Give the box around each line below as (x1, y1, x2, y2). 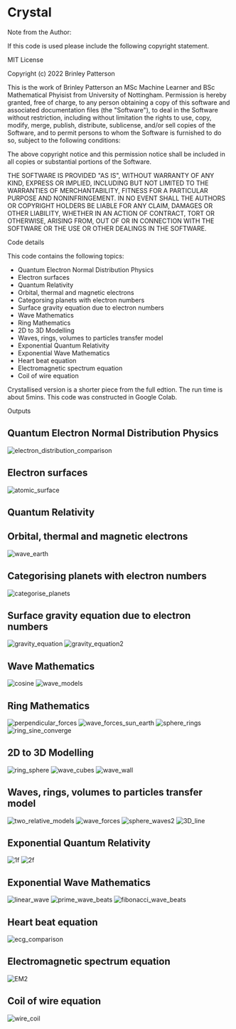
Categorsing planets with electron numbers (17, 296, 145, 304)
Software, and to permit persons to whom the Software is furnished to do (7, 128, 222, 137)
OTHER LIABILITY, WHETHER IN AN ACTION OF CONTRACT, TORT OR (7, 209, 215, 217)
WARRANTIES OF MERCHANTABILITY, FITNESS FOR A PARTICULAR (7, 186, 208, 194)
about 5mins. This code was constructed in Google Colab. (7, 392, 178, 401)
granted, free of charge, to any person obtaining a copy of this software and (7, 98, 230, 107)
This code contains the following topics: (7, 251, 124, 260)
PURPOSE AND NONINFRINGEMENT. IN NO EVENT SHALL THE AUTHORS (7, 194, 226, 202)
